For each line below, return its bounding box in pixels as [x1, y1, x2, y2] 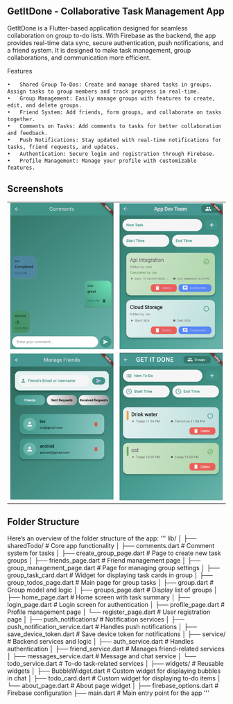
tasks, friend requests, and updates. [7, 143, 119, 150]
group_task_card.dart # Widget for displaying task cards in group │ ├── [7, 571, 213, 579]
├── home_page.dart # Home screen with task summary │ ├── [7, 593, 191, 601]
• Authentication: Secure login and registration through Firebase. [7, 150, 216, 157]
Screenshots [7, 183, 64, 195]
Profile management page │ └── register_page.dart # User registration [7, 608, 211, 616]
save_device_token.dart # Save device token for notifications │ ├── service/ [7, 630, 226, 638]
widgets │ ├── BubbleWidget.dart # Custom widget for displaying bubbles [7, 667, 221, 675]
